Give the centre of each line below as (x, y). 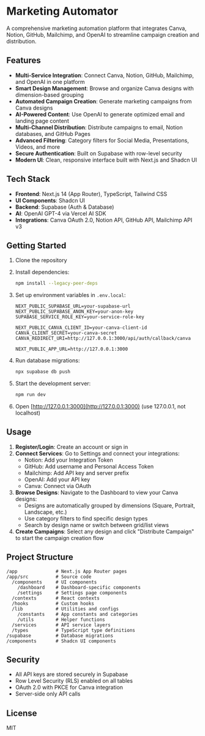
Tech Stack (28, 179)
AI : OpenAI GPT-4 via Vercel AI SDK (61, 213)
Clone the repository (41, 260)
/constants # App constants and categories (78, 614)
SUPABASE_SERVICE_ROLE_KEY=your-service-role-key (80, 317)
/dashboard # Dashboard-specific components (79, 587)
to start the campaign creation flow (59, 538)
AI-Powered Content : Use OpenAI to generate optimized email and (100, 114)
